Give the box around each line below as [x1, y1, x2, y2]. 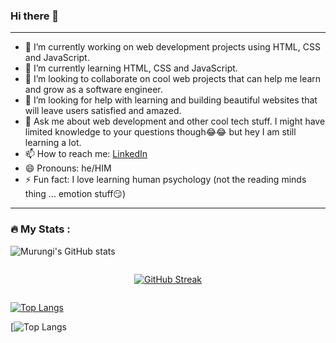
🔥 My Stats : [10, 222, 71, 236]
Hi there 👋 [10, 9, 60, 23]
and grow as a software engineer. [24, 84, 163, 96]
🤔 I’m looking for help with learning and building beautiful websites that [24, 94, 318, 106]
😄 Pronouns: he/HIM [24, 162, 112, 174]
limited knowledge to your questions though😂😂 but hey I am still [24, 126, 297, 138]
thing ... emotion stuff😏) [24, 188, 127, 200]
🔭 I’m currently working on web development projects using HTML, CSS [24, 41, 321, 53]
